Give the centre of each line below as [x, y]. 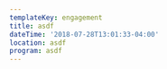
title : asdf [32, 26]
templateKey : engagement [56, 17]
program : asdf [36, 51]
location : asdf [38, 43]
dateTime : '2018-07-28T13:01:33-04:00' [84, 34]
